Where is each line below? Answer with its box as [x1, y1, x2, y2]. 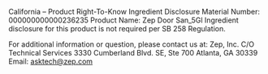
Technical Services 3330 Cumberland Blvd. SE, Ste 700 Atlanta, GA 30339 [8, 48, 258, 57]
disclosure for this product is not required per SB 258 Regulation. [8, 24, 226, 33]
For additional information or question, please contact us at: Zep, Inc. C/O [8, 39, 254, 49]
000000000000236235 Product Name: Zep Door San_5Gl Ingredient [8, 15, 240, 25]
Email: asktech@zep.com [8, 56, 93, 66]
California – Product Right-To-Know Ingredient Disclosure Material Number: [8, 7, 261, 16]
